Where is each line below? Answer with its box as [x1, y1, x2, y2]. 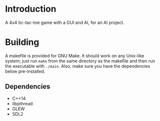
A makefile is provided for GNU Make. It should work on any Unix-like [5, 53, 144, 59]
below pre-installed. [5, 68, 45, 74]
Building [5, 37, 40, 48]
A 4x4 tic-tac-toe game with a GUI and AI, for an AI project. [5, 20, 124, 25]
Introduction [5, 3, 57, 15]
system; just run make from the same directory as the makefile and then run [5, 58, 155, 64]
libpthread [12, 101, 33, 106]
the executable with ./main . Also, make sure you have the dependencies [5, 63, 150, 69]
